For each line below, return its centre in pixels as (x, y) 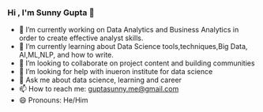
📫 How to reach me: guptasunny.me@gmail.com (99, 89)
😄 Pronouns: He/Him (53, 100)
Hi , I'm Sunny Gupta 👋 (51, 13)
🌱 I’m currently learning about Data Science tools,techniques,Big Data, (133, 47)
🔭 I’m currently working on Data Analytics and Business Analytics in (129, 30)
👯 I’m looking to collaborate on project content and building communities (137, 63)
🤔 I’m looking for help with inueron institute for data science (116, 72)
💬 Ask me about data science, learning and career (100, 80)
